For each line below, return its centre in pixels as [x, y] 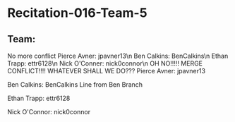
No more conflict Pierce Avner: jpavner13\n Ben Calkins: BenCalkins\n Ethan [118, 56]
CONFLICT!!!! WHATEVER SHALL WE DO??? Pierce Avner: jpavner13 [107, 71]
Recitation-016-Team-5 [77, 13]
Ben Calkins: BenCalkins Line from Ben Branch [75, 85]
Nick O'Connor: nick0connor [49, 112]
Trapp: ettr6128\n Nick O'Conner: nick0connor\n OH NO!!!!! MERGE [105, 63]
